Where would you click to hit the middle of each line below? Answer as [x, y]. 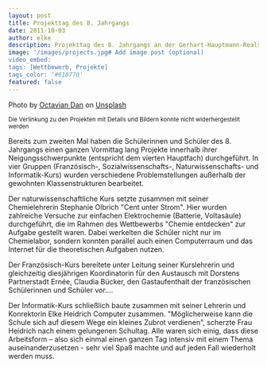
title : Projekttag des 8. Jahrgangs [69, 23]
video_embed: [30, 60]
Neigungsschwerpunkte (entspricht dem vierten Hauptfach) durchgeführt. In [133, 158]
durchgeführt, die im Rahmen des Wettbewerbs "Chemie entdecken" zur [127, 224]
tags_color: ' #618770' [46, 75]
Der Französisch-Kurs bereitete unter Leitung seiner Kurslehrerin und [121, 265]
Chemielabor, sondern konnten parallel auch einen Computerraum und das [130, 241]
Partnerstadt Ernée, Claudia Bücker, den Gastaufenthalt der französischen [130, 281]
